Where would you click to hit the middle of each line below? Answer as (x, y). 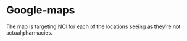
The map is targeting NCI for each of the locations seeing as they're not (93, 26)
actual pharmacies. (30, 32)
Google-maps (41, 10)
